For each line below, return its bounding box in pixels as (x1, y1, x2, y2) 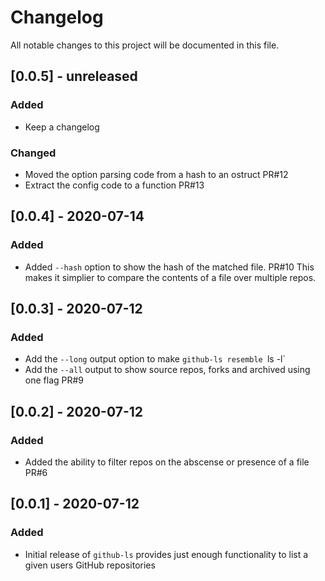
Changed (10, 146, 57, 160)
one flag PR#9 (24, 374, 85, 386)
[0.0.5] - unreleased (10, 68, 138, 85)
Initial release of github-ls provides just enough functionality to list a (24, 548, 309, 560)
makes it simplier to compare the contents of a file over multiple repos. (24, 271, 317, 283)
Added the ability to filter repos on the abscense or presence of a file (24, 456, 310, 468)
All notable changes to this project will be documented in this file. (10, 39, 280, 51)
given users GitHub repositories (24, 559, 156, 571)
